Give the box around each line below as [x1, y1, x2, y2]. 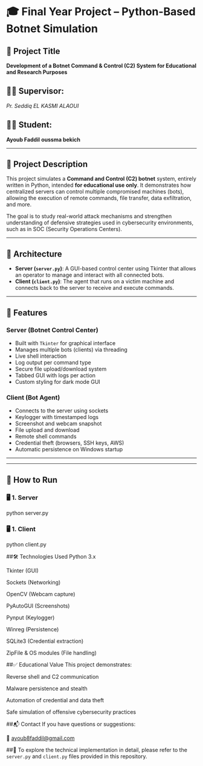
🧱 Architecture [6, 249, 62, 259]
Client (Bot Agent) [6, 393, 60, 401]
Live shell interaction [14, 352, 67, 360]
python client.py [6, 541, 47, 548]
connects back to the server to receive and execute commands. [14, 284, 174, 292]
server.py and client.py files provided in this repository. [6, 753, 147, 760]
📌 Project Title [6, 46, 60, 56]
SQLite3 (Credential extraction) [6, 637, 84, 645]
